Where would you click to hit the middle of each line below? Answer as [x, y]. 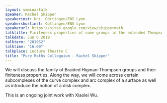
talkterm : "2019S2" [25, 42]
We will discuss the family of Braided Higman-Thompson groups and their [81, 70]
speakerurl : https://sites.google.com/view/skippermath [64, 28]
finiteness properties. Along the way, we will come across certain [72, 75]
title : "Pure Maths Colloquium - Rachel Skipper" [58, 56]
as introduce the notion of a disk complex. [48, 86]
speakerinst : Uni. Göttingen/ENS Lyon [45, 19]
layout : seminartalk [27, 10]
